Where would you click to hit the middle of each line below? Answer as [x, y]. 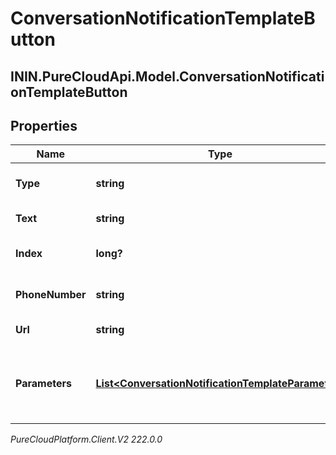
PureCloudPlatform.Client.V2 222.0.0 [86, 439]
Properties [44, 125]
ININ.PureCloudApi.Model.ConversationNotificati [167, 76]
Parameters [43, 384]
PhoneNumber [51, 295]
